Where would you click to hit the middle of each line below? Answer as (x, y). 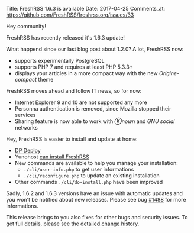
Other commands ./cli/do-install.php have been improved (89, 182)
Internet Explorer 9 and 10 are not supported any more (81, 102)
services (25, 115)
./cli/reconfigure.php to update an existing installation (91, 176)
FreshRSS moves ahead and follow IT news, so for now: (74, 91)
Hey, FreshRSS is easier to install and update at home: (72, 139)
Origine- (169, 73)
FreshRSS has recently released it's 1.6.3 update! (66, 38)
